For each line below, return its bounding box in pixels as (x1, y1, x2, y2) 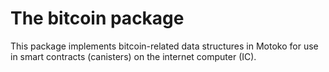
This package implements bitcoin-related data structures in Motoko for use (10, 40, 319, 52)
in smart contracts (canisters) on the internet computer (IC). (10, 50, 257, 62)
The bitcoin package (10, 7, 185, 30)
